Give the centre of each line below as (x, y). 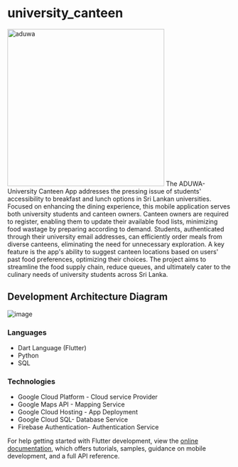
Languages (27, 332)
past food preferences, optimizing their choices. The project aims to (107, 259)
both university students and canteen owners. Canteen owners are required (118, 214)
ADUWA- (192, 184)
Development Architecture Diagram (88, 297)
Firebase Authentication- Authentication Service (88, 427)
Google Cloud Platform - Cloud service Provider (88, 397)
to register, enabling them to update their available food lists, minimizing (113, 221)
